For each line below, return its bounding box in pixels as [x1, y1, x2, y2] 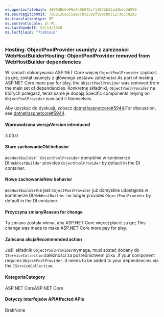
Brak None [5, 307, 25, 313]
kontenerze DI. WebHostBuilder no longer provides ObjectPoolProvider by [5, 192, 151, 198]
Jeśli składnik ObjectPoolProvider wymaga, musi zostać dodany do [5, 247, 140, 253]
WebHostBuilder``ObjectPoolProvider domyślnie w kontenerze [5, 155, 131, 160]
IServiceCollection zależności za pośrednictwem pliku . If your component [5, 252, 155, 258]
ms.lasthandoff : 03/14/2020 [5, 26, 63, 30]
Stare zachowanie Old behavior [5, 144, 70, 150]
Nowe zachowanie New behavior [5, 176, 72, 182]
